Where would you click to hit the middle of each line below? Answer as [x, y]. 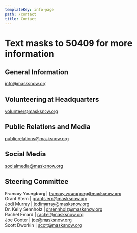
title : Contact [21, 19]
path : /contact [21, 14]
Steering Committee [37, 181]
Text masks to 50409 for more [69, 43]
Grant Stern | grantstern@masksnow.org [46, 198]
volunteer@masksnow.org [32, 111]
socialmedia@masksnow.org [34, 166]
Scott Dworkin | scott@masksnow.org [44, 225]
